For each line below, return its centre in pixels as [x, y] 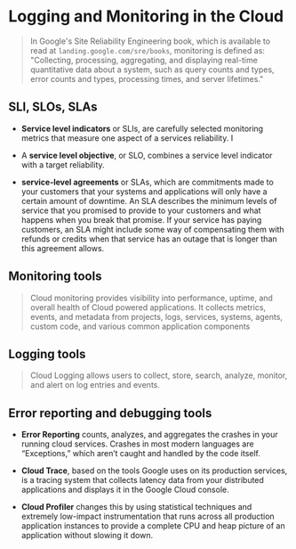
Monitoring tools [55, 277]
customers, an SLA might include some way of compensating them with [153, 229]
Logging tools [47, 354]
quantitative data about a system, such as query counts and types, [152, 70]
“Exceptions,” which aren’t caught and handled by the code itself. [141, 454]
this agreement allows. [63, 248]
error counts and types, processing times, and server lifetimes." [147, 78]
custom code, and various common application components [140, 326]
